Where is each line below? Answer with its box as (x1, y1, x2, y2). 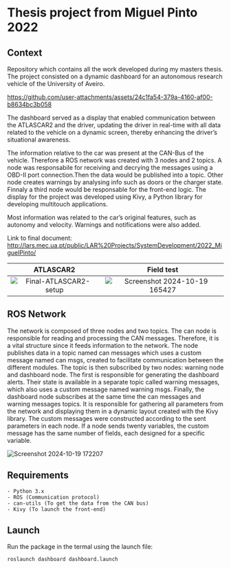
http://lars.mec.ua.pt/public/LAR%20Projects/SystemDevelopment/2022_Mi (7, 241, 222, 249)
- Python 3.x (7, 488, 45, 494)
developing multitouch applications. (7, 200, 109, 208)
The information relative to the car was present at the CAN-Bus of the (7, 149, 204, 157)
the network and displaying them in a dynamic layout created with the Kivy (7, 407, 219, 415)
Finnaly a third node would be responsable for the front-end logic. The (7, 186, 206, 193)
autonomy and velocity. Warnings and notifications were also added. (7, 221, 201, 228)
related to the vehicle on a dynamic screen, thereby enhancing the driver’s (7, 129, 218, 136)
